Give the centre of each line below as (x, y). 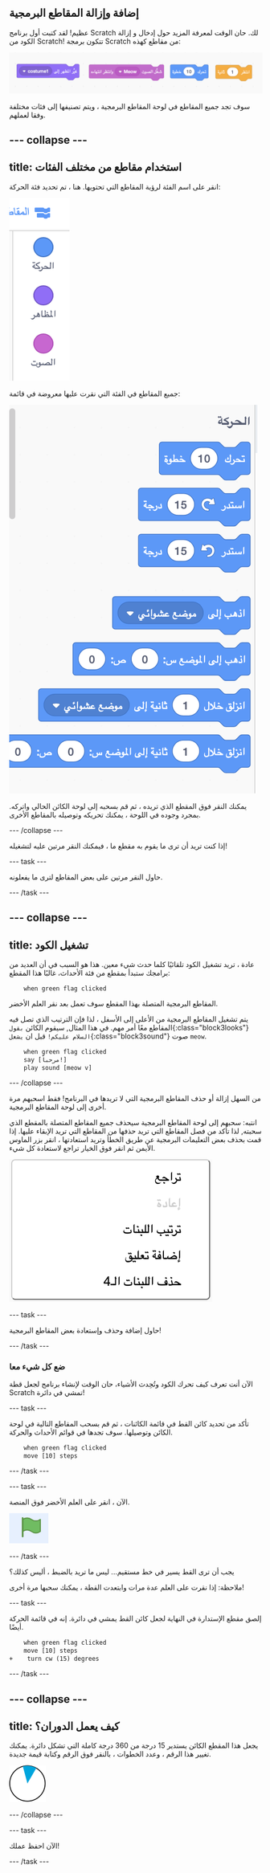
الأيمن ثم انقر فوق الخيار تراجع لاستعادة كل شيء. (82, 1148)
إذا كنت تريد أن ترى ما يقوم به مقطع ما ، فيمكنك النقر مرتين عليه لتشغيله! (118, 846)
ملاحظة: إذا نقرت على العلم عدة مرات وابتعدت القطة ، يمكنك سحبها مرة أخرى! (127, 1587)
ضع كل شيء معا (37, 1366)
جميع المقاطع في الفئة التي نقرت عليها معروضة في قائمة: (95, 394)
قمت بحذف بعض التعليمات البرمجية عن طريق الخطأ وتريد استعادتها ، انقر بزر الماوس (135, 1139)
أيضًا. (16, 1627)
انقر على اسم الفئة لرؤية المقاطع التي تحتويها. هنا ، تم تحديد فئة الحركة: (115, 186)
